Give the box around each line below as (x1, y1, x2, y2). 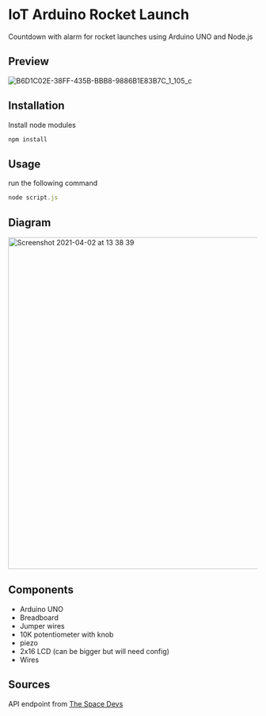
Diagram (8, 216, 51, 229)
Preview (8, 55, 50, 68)
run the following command (8, 179, 98, 188)
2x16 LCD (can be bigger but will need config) (19, 646, 170, 656)
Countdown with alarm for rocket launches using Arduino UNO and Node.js (8, 32, 253, 41)
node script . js (8, 194, 59, 202)
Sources (8, 678, 51, 691)
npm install (8, 135, 47, 144)
